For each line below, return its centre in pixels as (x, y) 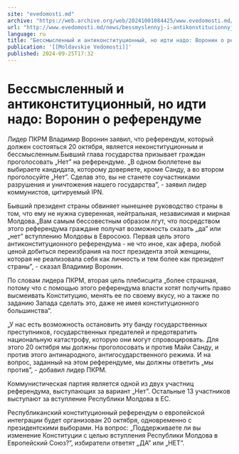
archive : (20, 21)
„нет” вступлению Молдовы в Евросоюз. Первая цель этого (99, 236)
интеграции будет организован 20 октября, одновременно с (100, 420)
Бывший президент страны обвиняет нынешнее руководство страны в (115, 206)
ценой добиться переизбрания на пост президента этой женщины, (109, 251)
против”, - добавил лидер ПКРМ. (57, 370)
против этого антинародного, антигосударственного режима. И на (109, 354)
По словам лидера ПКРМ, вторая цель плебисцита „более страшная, (113, 280)
